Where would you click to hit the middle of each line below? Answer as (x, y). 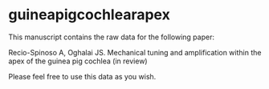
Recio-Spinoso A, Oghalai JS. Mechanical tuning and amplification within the (135, 52)
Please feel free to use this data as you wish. (82, 76)
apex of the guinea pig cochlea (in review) (78, 61)
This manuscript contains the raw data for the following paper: (112, 37)
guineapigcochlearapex (89, 15)
